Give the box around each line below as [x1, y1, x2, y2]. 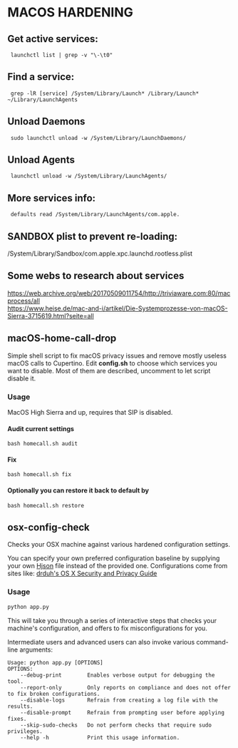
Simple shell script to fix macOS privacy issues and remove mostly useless [7, 351, 227, 360]
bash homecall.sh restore [7, 502, 84, 509]
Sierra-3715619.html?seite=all [7, 311, 94, 320]
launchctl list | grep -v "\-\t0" [10, 51, 113, 59]
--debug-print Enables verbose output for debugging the [20, 672, 215, 679]
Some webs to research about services [7, 270, 185, 282]
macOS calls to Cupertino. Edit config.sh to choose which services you [7, 358, 217, 368]
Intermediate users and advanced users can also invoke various [7, 637, 195, 646]
